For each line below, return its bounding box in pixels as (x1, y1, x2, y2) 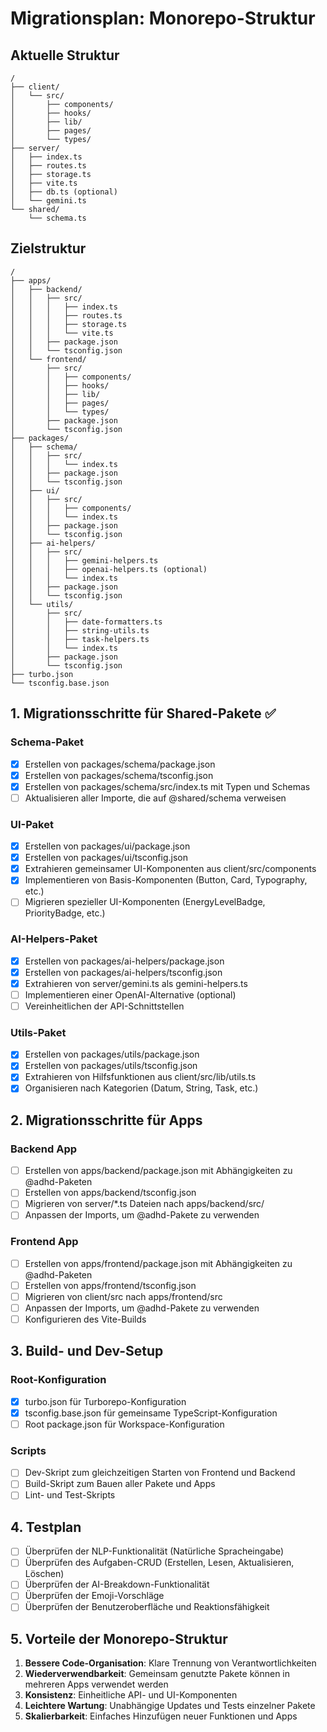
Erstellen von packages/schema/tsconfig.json (24, 769, 214, 781)
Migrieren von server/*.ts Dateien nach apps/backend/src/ (24, 1198, 265, 1210)
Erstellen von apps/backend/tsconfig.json (24, 1187, 197, 1199)
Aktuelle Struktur (10, 47, 120, 64)
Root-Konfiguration (10, 1373, 107, 1387)
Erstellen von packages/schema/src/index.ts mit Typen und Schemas (24, 780, 311, 792)
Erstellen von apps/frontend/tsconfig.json (24, 1279, 197, 1291)
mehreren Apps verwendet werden (24, 1678, 169, 1691)
